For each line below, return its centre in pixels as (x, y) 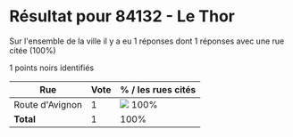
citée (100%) (33, 50)
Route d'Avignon (48, 104)
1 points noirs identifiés (52, 68)
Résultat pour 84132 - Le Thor (122, 16)
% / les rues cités (158, 89)
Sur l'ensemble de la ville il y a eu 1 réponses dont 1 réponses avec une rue (147, 41)
